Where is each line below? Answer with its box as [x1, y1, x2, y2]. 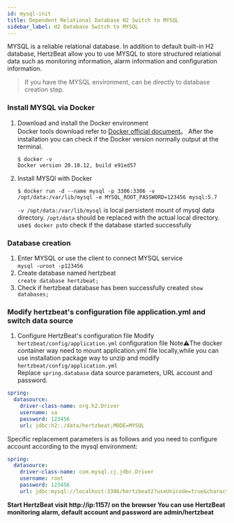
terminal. [17, 142, 43, 151]
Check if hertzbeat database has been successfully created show [17, 283, 203, 291]
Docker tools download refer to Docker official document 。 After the [17, 127, 214, 135]
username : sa [19, 409, 58, 416]
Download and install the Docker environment [17, 119, 148, 127]
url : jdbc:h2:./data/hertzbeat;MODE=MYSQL [19, 422, 145, 429]
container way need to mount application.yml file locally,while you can [17, 347, 219, 355]
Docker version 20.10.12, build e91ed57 [17, 162, 136, 169]
